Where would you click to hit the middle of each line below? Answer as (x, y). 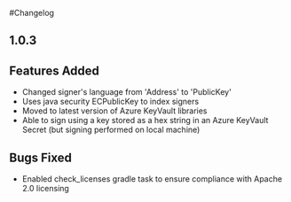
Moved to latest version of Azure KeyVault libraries (114, 111)
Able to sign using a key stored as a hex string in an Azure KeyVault (145, 120)
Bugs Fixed (41, 157)
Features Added (55, 70)
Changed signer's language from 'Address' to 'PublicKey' (127, 92)
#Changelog (32, 13)
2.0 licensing (45, 189)
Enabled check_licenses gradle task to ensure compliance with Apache (152, 179)
